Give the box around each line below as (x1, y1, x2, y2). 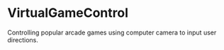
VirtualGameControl (7, 5, 129, 21)
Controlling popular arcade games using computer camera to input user (7, 28, 217, 37)
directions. (7, 35, 39, 44)
